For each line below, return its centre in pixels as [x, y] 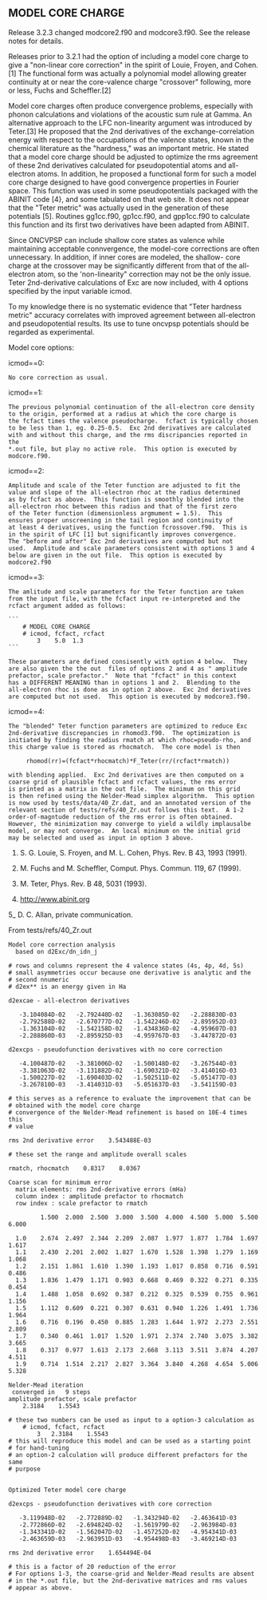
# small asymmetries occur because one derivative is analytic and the [130, 973]
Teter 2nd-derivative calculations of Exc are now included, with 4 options [128, 282]
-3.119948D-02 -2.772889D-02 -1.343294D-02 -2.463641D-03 [128, 1518]
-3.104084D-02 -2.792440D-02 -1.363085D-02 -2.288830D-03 [128, 1014]
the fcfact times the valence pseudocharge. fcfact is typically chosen [133, 421]
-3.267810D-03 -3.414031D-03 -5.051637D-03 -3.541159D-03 [128, 1084]
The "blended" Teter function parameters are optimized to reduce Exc [128, 726]
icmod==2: [26, 470]
